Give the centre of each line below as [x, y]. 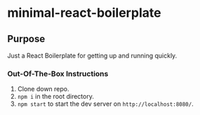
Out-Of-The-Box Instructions [58, 74]
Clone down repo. [43, 89]
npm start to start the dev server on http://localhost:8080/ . [106, 104]
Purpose [26, 39]
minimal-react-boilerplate [84, 13]
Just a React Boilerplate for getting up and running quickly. [92, 55]
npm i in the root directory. [56, 97]
